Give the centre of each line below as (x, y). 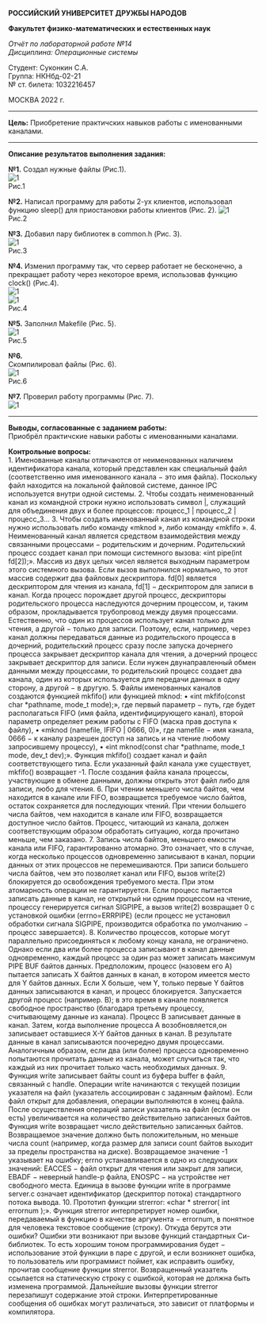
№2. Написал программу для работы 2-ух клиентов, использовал (120, 202)
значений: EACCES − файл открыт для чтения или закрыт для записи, (125, 1168)
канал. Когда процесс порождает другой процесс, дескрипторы (117, 595)
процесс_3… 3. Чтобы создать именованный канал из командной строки (132, 519)
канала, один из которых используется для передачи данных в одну (124, 679)
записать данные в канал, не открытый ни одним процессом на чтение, (130, 899)
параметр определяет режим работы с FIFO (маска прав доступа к (123, 722)
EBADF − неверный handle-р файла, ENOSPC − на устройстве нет (120, 1177)
